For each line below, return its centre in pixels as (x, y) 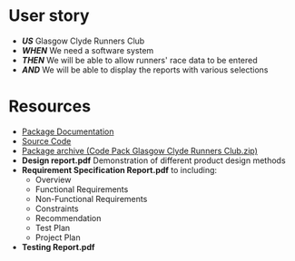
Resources (50, 106)
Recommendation (68, 217)
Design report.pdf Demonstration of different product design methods (154, 160)
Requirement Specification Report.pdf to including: (119, 169)
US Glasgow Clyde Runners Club (83, 41)
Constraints (57, 208)
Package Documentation (68, 131)
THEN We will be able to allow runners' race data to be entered (139, 60)
